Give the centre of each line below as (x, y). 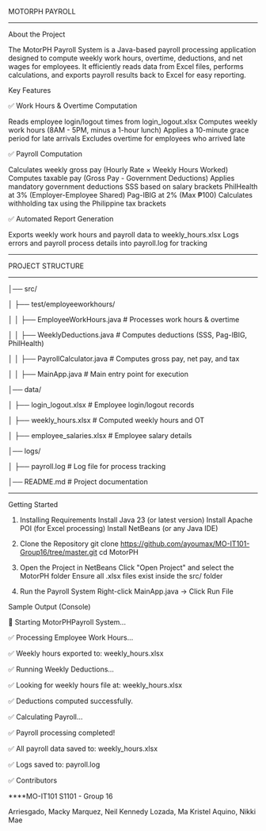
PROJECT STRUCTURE (46, 266)
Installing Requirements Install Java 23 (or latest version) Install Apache (136, 520)
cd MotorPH (118, 552)
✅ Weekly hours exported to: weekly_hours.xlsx (86, 653)
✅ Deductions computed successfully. (70, 701)
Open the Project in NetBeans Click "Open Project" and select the (127, 567)
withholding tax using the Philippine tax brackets (87, 203)
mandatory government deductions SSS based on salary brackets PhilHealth (133, 187)
